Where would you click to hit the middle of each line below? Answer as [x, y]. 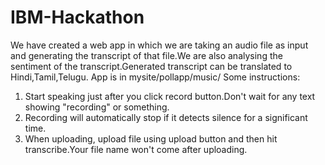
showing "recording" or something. [97, 107]
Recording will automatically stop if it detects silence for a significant [166, 117]
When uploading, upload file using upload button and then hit [151, 138]
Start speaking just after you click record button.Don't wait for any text [170, 96]
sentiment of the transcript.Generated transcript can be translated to [151, 66]
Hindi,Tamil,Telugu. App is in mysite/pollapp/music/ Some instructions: [155, 77]
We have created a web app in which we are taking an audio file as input [159, 45]
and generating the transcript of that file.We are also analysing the [146, 55]
